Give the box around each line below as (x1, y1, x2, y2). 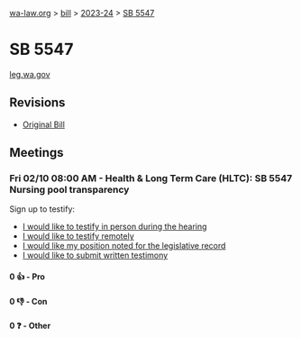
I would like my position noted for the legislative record (22, 241, 226, 251)
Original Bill (22, 119, 66, 130)
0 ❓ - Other (9, 320, 51, 332)
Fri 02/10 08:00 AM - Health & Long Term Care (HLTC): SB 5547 (9, 172, 293, 185)
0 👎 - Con (9, 296, 48, 306)
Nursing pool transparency (9, 184, 130, 196)
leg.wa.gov (9, 69, 51, 79)
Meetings (9, 145, 65, 160)
